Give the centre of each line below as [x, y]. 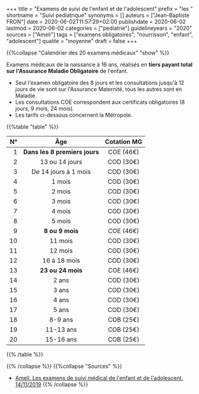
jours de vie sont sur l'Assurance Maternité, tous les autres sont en [99, 89]
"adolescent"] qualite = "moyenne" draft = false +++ [72, 41]
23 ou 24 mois [61, 270]
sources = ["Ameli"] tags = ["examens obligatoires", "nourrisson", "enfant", [99, 35]
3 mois [61, 201]
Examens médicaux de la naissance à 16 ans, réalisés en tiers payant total [99, 64]
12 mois [61, 250]
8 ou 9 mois [61, 231]
